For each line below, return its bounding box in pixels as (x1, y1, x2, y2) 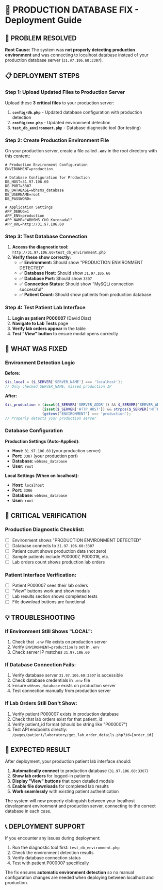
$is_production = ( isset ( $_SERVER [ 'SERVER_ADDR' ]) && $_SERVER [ (5, 402, 138, 407)
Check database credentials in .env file (12, 677, 91, 683)
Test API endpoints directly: (12, 726, 67, 732)
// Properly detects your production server (5, 416, 97, 421)
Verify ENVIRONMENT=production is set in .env (12, 644, 100, 650)
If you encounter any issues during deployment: (5, 835, 101, 841)
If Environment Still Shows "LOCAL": (5, 628, 93, 635)
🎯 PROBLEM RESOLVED (5, 34, 77, 42)
